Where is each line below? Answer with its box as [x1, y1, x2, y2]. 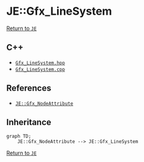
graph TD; [6, 133, 32, 139]
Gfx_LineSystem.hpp [15, 60, 66, 66]
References [6, 83, 51, 93]
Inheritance [6, 117, 51, 127]
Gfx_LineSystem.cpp [15, 66, 66, 72]
